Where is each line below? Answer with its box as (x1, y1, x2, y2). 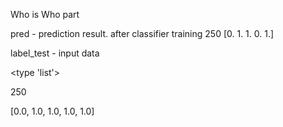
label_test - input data (10, 47, 100, 59)
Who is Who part (10, 9, 80, 20)
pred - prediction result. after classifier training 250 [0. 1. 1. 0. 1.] (10, 28, 275, 39)
